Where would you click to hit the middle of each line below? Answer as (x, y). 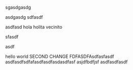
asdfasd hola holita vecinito (34, 27)
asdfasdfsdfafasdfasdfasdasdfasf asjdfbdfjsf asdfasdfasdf (66, 62)
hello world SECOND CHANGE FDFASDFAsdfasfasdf (60, 56)
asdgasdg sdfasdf (24, 17)
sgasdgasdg (18, 7)
